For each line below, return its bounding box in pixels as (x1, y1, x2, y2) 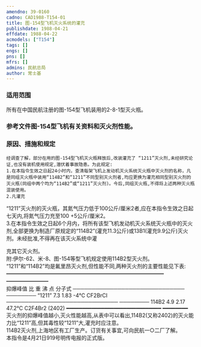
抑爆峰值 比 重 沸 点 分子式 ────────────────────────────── (6, 285, 185, 292)
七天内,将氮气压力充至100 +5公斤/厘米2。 (6, 212, 109, 219)
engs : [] (6, 48, 28, 54)
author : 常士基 (6, 70, 41, 76)
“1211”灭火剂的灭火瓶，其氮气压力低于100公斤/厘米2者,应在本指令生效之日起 (6, 205, 194, 212)
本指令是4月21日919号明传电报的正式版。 (6, 334, 108, 341)
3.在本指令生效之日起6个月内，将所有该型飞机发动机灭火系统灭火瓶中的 (6, 220, 183, 227)
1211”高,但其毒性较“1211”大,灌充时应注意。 (19, 319, 122, 326)
